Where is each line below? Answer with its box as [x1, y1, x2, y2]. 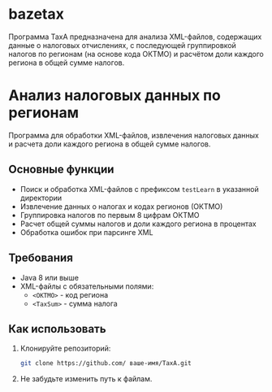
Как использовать [8, 322, 107, 336]
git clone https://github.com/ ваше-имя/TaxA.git [19, 359, 192, 368]
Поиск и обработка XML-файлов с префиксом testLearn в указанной [19, 184, 259, 194]
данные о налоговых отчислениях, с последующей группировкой [8, 40, 237, 50]
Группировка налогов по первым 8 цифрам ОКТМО [19, 210, 201, 220]
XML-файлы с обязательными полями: [19, 281, 154, 291]
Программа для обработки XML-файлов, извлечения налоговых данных [8, 130, 260, 140]
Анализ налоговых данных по [8, 86, 221, 105]
